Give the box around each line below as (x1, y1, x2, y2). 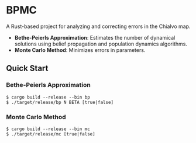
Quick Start (6, 64, 49, 74)
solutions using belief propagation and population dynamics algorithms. (14, 40, 187, 47)
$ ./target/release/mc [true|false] (6, 131, 95, 137)
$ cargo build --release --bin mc (6, 126, 91, 132)
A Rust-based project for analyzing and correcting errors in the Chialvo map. (6, 23, 191, 30)
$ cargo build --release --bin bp (6, 94, 91, 100)
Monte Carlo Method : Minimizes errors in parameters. (14, 46, 146, 53)
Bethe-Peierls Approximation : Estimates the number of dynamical (14, 34, 176, 41)
